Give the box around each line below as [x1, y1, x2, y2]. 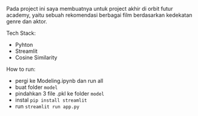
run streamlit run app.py [15, 103, 80, 110]
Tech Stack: [6, 29, 36, 37]
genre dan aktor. [6, 18, 47, 25]
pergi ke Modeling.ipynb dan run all [15, 78, 104, 84]
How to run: [6, 66, 36, 73]
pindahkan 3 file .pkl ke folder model [15, 90, 105, 97]
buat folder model [15, 84, 58, 91]
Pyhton [15, 41, 33, 48]
